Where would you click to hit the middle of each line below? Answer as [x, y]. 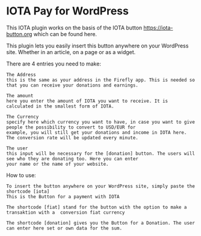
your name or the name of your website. [58, 164]
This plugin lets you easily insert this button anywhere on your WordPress [97, 46]
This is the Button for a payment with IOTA [63, 196]
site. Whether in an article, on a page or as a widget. [71, 52]
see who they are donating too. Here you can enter [72, 159]
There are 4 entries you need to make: [54, 64]
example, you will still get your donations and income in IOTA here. [97, 132]
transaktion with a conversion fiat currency [66, 212]
